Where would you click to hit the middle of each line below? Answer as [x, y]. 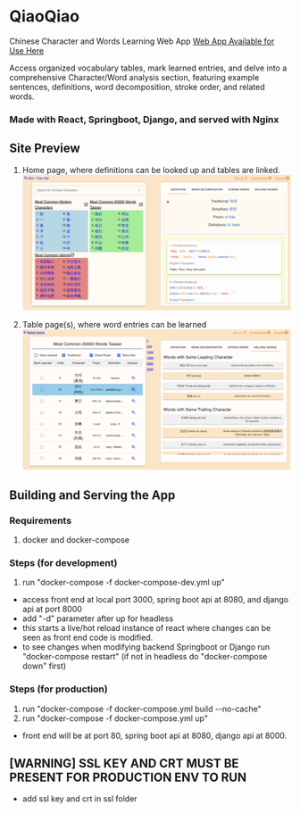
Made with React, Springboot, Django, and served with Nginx [144, 120]
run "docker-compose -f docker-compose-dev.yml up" [123, 583]
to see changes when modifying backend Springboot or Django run [146, 647]
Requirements [41, 520]
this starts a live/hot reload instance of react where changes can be [146, 628]
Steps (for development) [63, 562]
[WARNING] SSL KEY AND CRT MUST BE [124, 763]
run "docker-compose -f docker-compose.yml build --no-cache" [142, 709]
